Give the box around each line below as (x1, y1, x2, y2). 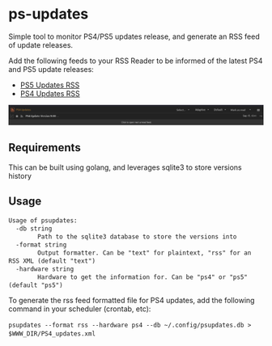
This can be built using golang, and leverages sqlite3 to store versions (8, 162, 243, 172)
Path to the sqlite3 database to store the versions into (37, 233, 237, 241)
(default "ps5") (8, 281, 63, 289)
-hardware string (15, 265, 74, 273)
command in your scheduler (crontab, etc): (8, 304, 151, 314)
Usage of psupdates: (8, 217, 79, 225)
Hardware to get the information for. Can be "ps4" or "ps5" (37, 273, 249, 281)
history (8, 171, 32, 180)
